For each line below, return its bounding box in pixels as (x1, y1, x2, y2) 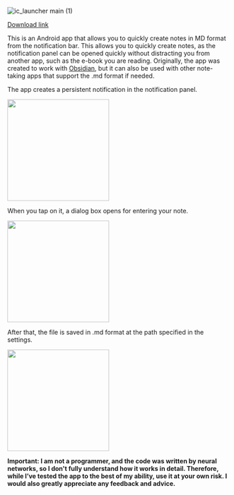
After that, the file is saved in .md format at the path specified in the (7, 328, 204, 336)
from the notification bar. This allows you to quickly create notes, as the (7, 42, 216, 49)
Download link (7, 20, 49, 28)
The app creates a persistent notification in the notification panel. (7, 85, 198, 93)
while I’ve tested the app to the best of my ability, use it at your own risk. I (7, 472, 228, 480)
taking (7, 71, 26, 80)
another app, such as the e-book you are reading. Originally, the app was (7, 56, 221, 65)
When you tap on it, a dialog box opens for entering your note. (7, 207, 189, 215)
